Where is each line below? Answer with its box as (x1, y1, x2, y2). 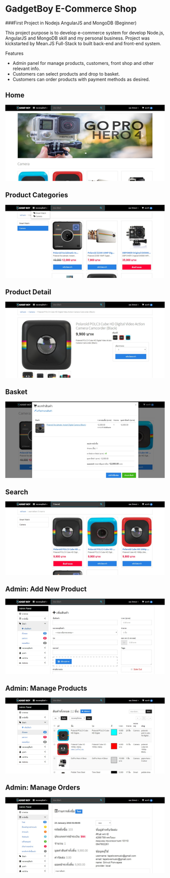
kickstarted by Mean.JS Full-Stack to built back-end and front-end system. (5, 40, 161, 46)
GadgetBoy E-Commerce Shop (5, 3, 137, 15)
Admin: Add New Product (5, 585, 87, 593)
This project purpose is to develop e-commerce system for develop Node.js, (5, 29, 164, 36)
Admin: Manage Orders (5, 783, 80, 792)
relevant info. (12, 65, 40, 72)
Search (5, 487, 29, 496)
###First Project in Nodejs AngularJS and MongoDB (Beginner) (5, 20, 137, 26)
